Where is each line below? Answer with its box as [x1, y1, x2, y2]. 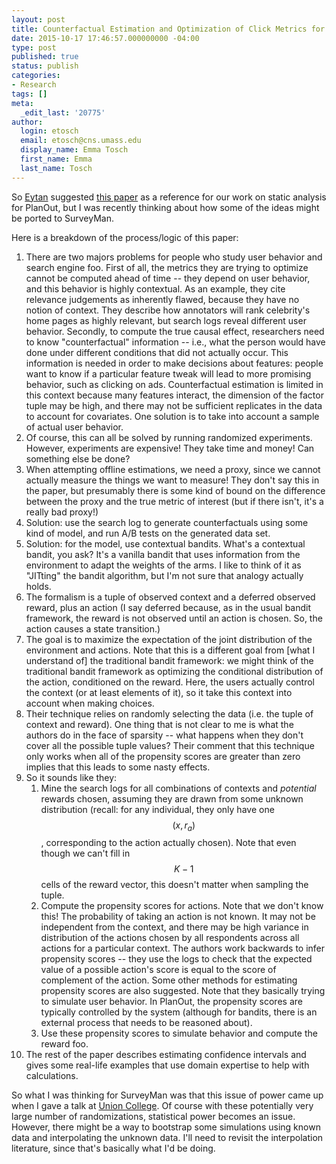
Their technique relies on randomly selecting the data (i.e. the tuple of [25, 707, 314, 720]
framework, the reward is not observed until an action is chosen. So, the [25, 612, 323, 624]
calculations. [25, 1070, 79, 1082]
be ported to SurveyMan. [11, 212, 115, 224]
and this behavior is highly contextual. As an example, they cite [25, 282, 286, 295]
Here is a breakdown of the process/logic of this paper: [11, 231, 239, 243]
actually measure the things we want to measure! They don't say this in [25, 474, 320, 486]
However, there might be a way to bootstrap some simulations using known [11, 1121, 321, 1133]
